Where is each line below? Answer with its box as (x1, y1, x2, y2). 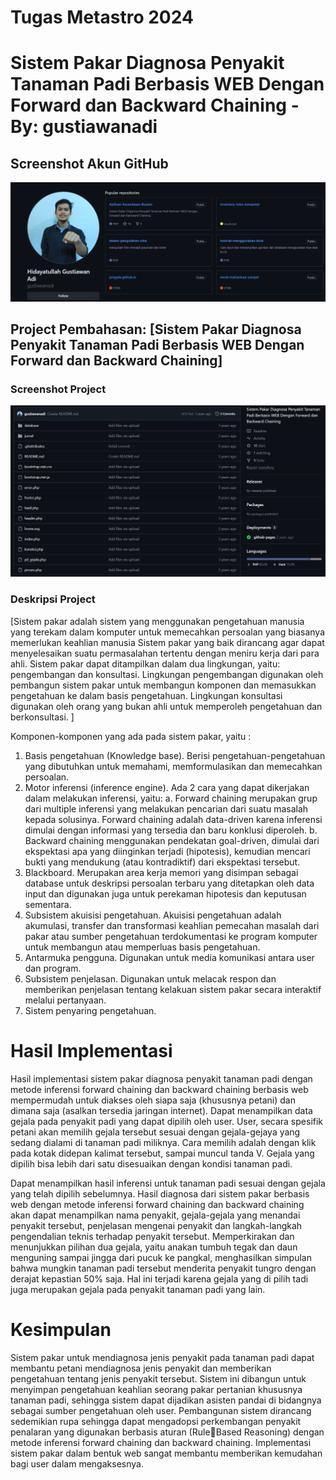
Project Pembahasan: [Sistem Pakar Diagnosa (10, 321, 302, 338)
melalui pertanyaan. (24, 994, 107, 1006)
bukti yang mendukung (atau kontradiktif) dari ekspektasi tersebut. (24, 856, 301, 868)
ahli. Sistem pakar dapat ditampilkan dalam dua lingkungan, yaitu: (10, 657, 281, 670)
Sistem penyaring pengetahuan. (24, 1004, 157, 1016)
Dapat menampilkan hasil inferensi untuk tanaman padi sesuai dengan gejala (10, 1177, 326, 1189)
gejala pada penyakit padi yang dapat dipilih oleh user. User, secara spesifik (10, 1115, 324, 1127)
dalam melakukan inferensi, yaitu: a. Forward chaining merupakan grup (24, 792, 318, 804)
